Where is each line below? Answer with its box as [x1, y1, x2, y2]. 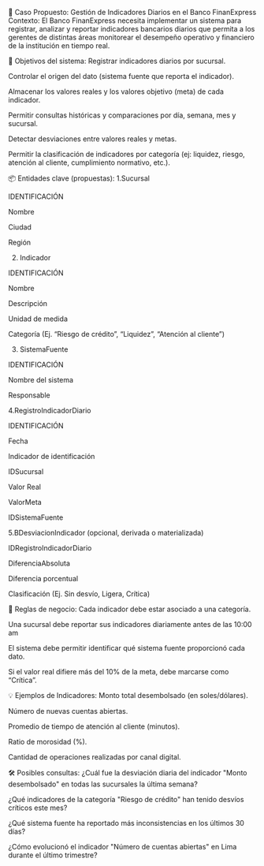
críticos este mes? [8, 803, 68, 812]
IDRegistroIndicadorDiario [8, 543, 92, 552]
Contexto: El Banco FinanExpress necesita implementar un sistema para [8, 16, 242, 25]
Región [8, 237, 32, 247]
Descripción [8, 299, 48, 308]
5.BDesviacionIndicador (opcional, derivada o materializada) [8, 528, 204, 537]
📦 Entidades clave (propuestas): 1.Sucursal [8, 174, 150, 183]
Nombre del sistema [8, 375, 73, 384]
